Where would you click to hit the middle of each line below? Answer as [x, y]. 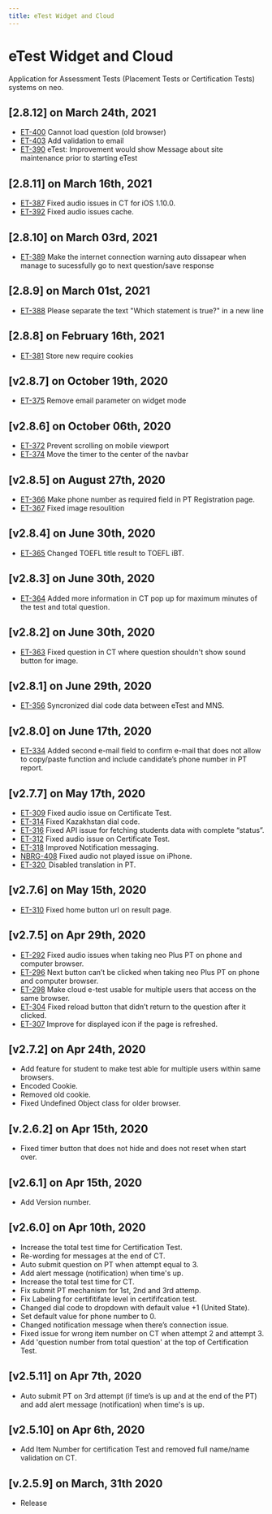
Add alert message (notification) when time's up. [102, 1273]
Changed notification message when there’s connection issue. [124, 1325]
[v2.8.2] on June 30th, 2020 [82, 633]
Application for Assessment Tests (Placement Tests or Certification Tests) [132, 79]
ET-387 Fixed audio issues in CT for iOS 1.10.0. [98, 203]
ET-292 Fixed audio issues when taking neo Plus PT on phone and [131, 955]
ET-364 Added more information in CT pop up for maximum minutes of [139, 598]
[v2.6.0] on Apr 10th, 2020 [77, 1228]
